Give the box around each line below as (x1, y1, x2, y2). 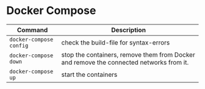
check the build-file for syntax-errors (61, 38, 170, 46)
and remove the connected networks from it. (61, 58, 189, 66)
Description (110, 26, 146, 34)
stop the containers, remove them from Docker (61, 50, 195, 59)
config (9, 42, 29, 49)
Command (17, 26, 48, 34)
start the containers (61, 70, 118, 79)
